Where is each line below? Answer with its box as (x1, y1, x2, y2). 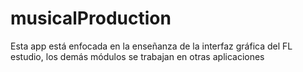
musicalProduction (10, 7, 172, 30)
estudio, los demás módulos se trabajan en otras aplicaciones (10, 50, 265, 62)
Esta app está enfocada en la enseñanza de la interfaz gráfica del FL (10, 40, 293, 52)
